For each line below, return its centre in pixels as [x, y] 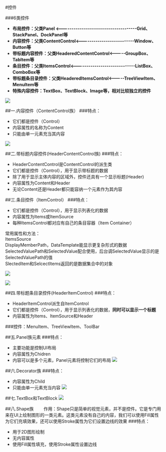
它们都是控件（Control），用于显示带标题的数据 [60, 170]
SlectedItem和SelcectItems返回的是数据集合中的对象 [59, 264]
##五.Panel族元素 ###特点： [34, 337]
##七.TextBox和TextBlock [31, 398]
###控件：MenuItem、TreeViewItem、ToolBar [52, 326]
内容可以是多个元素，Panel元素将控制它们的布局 [62, 360]
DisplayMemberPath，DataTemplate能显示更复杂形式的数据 [66, 245]
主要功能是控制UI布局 [34, 348]
